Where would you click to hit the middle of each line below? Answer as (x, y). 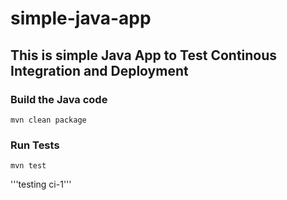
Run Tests (35, 145)
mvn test (28, 166)
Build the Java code (59, 99)
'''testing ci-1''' (41, 184)
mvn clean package (48, 120)
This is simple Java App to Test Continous (144, 55)
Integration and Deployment (99, 70)
